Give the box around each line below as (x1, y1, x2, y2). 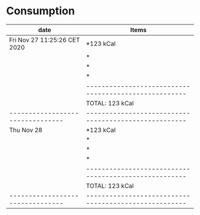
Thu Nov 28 (9, 126, 43, 134)
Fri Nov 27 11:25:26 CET (9, 36, 80, 44)
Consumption (6, 4, 76, 18)
